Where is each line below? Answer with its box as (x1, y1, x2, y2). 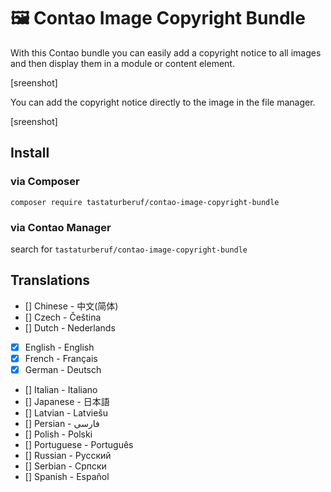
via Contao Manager (10, 220, 112, 234)
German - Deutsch (24, 363, 102, 375)
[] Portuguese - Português (24, 438, 134, 450)
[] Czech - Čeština (24, 311, 102, 323)
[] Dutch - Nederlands (24, 321, 116, 334)
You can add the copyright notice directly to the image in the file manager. (10, 96, 316, 108)
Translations (10, 272, 91, 289)
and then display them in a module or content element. (10, 57, 235, 69)
